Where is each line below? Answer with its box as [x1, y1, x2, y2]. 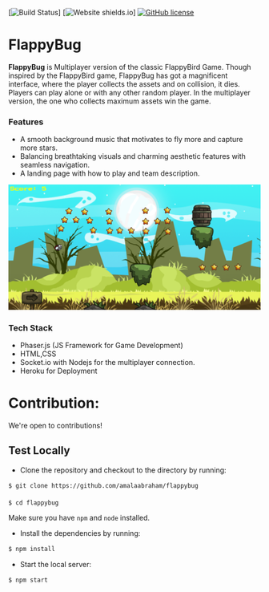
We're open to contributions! [8, 421, 102, 430]
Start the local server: [19, 560, 92, 570]
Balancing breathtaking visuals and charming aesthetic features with [19, 152, 247, 161]
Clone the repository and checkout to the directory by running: [19, 465, 227, 475]
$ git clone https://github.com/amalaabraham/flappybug [8, 481, 199, 489]
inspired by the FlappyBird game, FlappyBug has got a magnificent [8, 71, 228, 80]
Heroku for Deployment [19, 366, 98, 376]
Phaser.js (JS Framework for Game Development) [19, 341, 183, 351]
